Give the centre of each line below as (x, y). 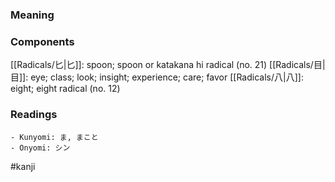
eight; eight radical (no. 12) (65, 89)
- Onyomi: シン (40, 148)
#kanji (23, 166)
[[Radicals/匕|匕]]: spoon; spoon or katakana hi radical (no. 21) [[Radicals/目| (168, 65)
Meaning (32, 15)
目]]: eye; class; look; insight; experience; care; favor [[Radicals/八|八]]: (157, 77)
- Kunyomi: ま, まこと (54, 137)
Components (42, 41)
